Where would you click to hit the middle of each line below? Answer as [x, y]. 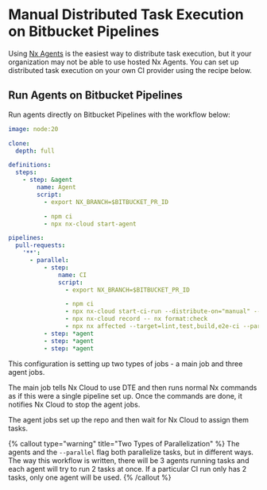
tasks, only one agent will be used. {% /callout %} [90, 477]
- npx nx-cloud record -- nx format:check [136, 319]
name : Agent [57, 187]
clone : [19, 143]
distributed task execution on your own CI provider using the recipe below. [130, 70]
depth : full [35, 151]
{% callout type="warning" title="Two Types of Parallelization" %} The [124, 443]
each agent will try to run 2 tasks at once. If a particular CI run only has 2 [128, 469]
